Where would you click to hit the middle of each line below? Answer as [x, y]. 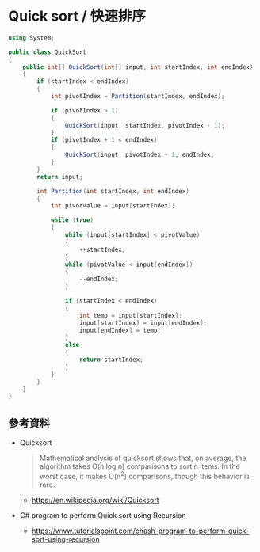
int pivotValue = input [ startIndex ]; [113, 206]
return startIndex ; [111, 360]
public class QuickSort [48, 52]
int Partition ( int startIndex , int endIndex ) [113, 191]
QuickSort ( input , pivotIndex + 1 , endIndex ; [140, 155]
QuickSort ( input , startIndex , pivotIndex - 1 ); [145, 125]
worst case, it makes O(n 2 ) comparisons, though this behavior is [144, 476]
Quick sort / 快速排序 [77, 16]
